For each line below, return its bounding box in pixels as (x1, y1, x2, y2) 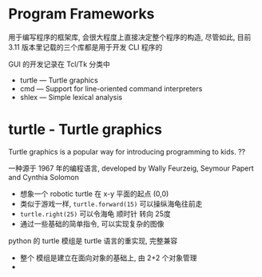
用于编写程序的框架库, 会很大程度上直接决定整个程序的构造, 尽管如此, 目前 (8, 32, 252, 42)
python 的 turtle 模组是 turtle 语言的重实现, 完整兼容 (8, 235, 178, 245)
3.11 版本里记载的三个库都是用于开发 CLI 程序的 (8, 42, 163, 52)
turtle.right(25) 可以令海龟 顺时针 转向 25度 (19, 209, 171, 219)
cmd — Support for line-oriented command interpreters (19, 83, 203, 93)
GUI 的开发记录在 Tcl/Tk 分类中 (8, 59, 110, 69)
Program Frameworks (8, 5, 155, 23)
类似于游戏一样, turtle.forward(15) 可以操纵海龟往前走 (19, 199, 203, 208)
